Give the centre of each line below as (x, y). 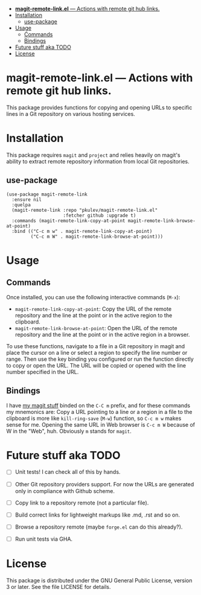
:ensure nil (27, 199)
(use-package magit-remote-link (47, 194)
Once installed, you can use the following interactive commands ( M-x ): (93, 297)
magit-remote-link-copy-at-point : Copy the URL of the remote (93, 309)
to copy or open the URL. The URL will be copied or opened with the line (96, 365)
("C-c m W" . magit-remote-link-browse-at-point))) (97, 237)
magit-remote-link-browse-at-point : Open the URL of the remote (96, 328)
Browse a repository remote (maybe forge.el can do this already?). (99, 527)
